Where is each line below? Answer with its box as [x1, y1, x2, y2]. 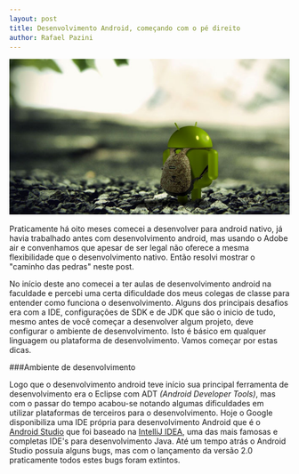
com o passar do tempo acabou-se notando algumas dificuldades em [9, 398, 264, 408]
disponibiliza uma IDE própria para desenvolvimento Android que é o [9, 416, 261, 427]
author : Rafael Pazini [9, 33, 93, 42]
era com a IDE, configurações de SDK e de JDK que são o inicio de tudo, [9, 307, 276, 317]
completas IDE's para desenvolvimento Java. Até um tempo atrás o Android [9, 436, 287, 446]
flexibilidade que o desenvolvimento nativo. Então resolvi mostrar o [9, 252, 255, 262]
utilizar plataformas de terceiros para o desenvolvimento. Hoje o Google [9, 407, 273, 418]
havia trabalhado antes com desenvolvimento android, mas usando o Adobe [9, 232, 288, 244]
